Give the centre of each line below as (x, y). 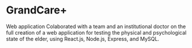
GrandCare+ (36, 10)
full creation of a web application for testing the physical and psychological (96, 32)
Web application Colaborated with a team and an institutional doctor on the (96, 26)
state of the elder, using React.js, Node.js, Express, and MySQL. (83, 39)
